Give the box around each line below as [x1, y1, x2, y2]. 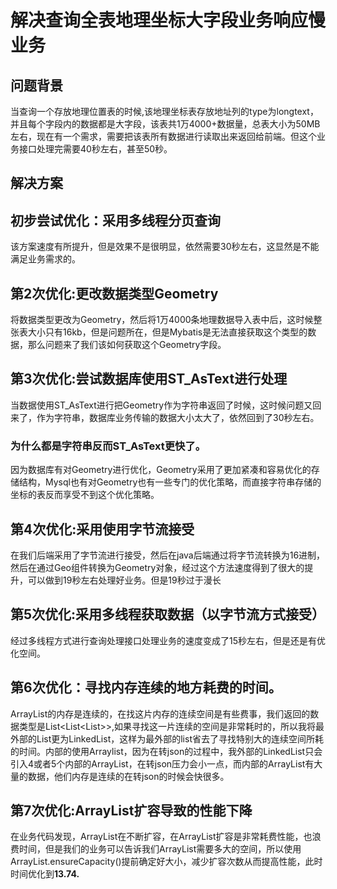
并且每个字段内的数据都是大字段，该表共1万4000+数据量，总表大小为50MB [10, 118, 321, 130]
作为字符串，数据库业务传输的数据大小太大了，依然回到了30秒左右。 [36, 411, 320, 423]
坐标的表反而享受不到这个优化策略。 [10, 489, 160, 501]
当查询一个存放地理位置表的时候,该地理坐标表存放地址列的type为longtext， [10, 106, 319, 117]
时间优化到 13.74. [10, 868, 80, 880]
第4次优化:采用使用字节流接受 [10, 521, 195, 538]
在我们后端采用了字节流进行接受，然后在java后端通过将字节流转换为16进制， [10, 549, 326, 561]
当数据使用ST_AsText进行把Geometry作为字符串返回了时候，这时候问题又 [10, 399, 313, 411]
